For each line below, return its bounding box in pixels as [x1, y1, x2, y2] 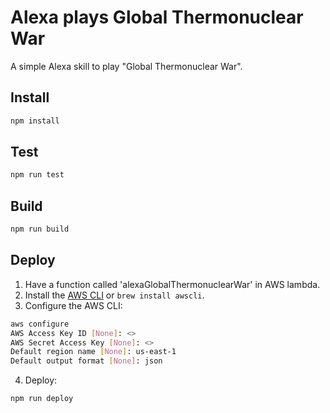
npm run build [10, 224, 70, 235]
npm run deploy [10, 394, 74, 404]
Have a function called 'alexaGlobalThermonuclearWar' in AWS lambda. [24, 278, 321, 290]
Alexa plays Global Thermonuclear [10, 6, 304, 29]
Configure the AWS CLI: [24, 299, 123, 311]
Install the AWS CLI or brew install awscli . [24, 289, 205, 301]
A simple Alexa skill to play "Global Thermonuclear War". [10, 60, 243, 72]
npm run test [10, 170, 65, 180]
